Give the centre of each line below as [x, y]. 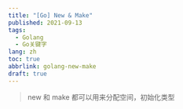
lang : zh [22, 52]
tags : [17, 30]
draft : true [27, 74]
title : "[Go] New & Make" [50, 15]
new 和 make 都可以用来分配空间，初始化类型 [101, 97]
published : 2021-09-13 [45, 23]
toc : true [24, 60]
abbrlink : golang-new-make [52, 67]
